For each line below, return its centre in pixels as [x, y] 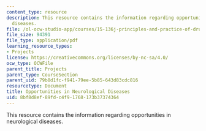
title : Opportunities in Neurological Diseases [68, 92]
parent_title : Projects [37, 69]
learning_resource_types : [39, 47]
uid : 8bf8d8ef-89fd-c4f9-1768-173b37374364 [63, 97]
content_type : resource [37, 12]
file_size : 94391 [29, 35]
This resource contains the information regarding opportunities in [89, 114]
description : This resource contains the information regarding [90, 18]
